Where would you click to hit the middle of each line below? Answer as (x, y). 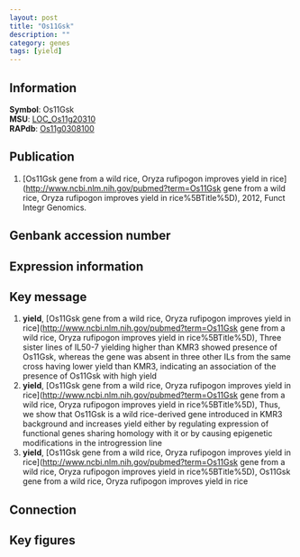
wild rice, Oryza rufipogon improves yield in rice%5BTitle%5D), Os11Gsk (156, 472)
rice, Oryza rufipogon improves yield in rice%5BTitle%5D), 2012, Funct (154, 197)
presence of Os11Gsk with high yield (90, 376)
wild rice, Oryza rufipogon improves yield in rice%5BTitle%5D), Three (152, 338)
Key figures (42, 540)
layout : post (34, 18)
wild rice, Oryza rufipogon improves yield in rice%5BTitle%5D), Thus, (151, 405)
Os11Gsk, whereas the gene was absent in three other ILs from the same (156, 357)
